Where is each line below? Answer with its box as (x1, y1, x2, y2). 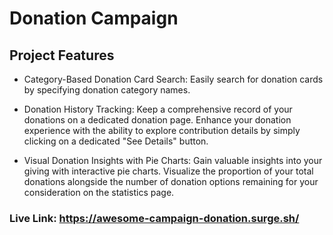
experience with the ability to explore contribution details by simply (23, 125, 301, 136)
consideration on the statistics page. (23, 187, 175, 198)
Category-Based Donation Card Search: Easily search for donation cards (23, 73, 324, 85)
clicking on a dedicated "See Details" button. (23, 135, 209, 147)
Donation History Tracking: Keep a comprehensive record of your (23, 103, 293, 115)
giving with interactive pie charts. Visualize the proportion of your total (23, 165, 314, 177)
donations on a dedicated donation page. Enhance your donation (23, 114, 292, 126)
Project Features (9, 47, 115, 64)
